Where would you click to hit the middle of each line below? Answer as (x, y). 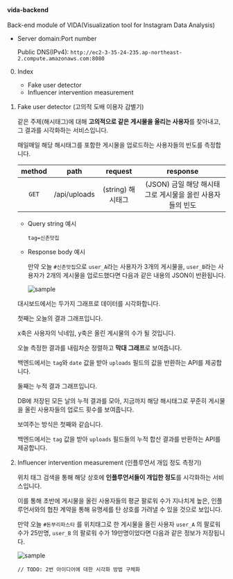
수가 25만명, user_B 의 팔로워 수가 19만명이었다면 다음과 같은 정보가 (109, 533)
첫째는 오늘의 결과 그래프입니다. (60, 318)
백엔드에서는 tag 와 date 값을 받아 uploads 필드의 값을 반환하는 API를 (110, 363)
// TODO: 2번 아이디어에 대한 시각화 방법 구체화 (79, 570)
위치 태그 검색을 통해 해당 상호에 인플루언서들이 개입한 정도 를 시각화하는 (114, 478)
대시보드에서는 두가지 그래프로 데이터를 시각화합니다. (89, 304)
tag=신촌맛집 (43, 238)
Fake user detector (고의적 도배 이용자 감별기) (80, 107)
